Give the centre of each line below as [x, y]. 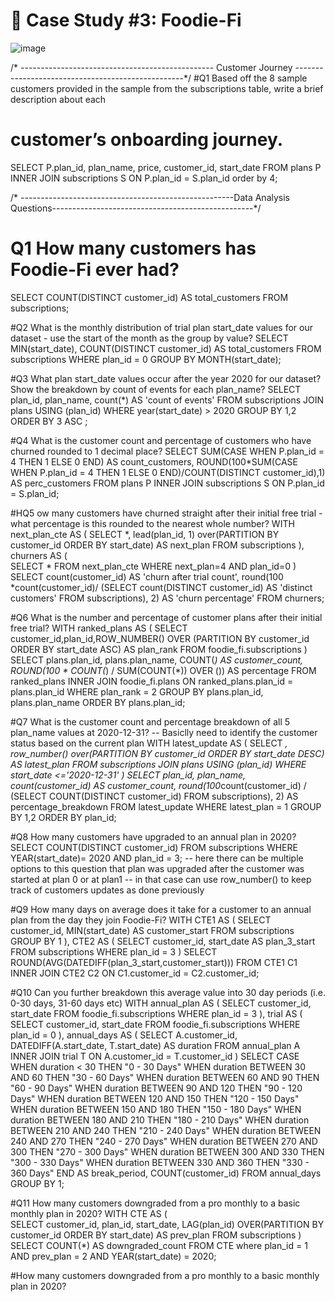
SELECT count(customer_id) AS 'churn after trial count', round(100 [147, 576]
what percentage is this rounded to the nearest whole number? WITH [152, 523]
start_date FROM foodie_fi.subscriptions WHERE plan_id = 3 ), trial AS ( [156, 1013]
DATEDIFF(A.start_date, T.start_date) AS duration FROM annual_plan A [155, 1045]
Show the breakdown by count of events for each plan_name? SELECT [156, 389]
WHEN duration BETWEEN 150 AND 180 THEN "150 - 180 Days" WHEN [156, 1109]
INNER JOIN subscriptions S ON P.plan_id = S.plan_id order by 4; [144, 178]
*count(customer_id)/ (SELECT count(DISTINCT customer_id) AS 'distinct [161, 587]
